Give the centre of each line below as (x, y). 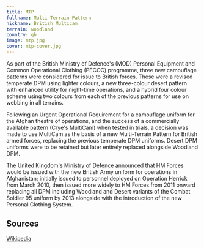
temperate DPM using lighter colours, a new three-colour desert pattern (97, 83)
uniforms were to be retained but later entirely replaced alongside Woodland (102, 147)
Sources (23, 224)
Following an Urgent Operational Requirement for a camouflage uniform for (101, 115)
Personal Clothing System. (40, 204)
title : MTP (20, 12)
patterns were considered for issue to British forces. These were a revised (100, 77)
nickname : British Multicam (42, 23)
